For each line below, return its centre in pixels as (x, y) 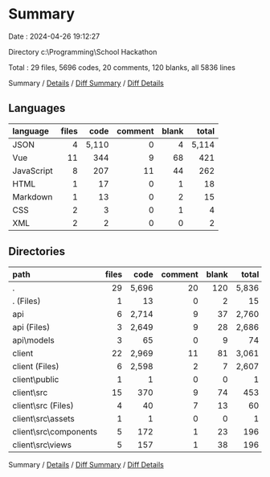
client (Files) (36, 366)
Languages (37, 108)
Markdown (33, 196)
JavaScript (33, 171)
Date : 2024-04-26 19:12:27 (54, 36)
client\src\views (42, 445)
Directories (37, 251)
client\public (36, 379)
